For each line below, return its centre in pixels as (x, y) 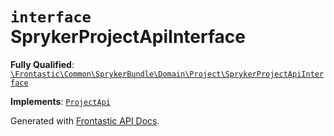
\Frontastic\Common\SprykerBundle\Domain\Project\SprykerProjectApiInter (167, 74)
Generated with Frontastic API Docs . (85, 120)
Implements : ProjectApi (60, 101)
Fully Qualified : (42, 64)
